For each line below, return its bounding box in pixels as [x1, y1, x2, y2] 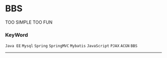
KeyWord [5, 31, 28, 38]
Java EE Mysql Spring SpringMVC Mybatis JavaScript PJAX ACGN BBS [5, 44, 138, 49]
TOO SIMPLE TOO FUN [5, 19, 53, 25]
